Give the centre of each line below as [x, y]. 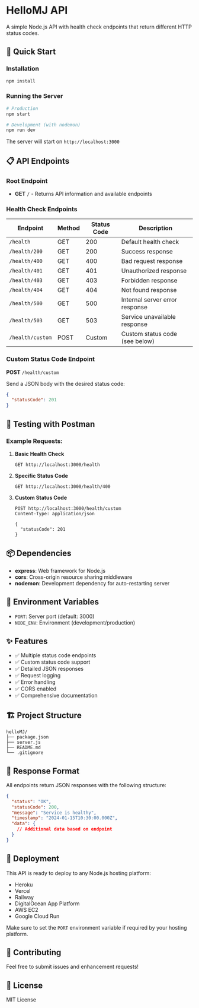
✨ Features [27, 641]
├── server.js [24, 743]
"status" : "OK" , [31, 801]
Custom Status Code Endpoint [51, 359]
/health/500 [26, 304]
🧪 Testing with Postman [51, 424]
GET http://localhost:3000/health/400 [62, 486]
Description [156, 228]
